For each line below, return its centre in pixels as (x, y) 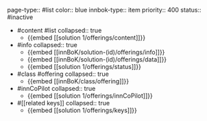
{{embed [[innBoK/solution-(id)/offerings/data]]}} (97, 59)
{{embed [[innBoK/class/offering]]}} (78, 81)
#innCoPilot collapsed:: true (56, 89)
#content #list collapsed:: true (59, 30)
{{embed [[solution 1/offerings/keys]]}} (82, 110)
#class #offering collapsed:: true (63, 74)
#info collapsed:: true (47, 45)
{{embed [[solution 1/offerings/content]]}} (86, 38)
